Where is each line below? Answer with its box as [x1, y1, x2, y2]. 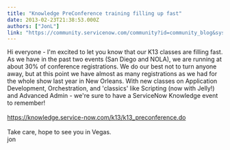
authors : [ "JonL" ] [7, 23, 60, 29]
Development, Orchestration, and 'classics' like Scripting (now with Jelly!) [7, 84, 215, 92]
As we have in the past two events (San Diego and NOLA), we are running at [7, 55, 222, 64]
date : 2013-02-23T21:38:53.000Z [7, 16, 99, 23]
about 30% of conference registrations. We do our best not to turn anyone [7, 62, 217, 71]
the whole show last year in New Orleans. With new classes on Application [7, 77, 218, 86]
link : [7, 29, 23, 36]
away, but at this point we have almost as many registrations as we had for [7, 70, 218, 78]
